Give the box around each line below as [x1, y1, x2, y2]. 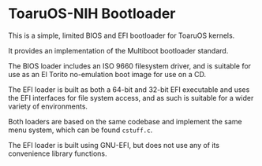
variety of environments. [8, 101, 88, 111]
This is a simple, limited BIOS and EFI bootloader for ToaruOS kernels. [8, 31, 235, 40]
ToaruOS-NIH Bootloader [8, 5, 176, 23]
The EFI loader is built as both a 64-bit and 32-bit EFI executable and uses [8, 84, 250, 94]
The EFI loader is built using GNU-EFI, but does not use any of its [8, 140, 219, 149]
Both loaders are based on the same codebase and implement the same [8, 116, 242, 126]
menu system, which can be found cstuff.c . [8, 125, 153, 135]
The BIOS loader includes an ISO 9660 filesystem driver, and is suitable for [8, 61, 251, 71]
